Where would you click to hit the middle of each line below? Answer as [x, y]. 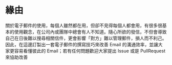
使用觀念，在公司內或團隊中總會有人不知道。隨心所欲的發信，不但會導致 [90, 31]
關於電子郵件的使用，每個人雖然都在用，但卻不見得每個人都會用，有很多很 [84, 25]
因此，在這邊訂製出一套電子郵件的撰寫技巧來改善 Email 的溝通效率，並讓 [82, 44]
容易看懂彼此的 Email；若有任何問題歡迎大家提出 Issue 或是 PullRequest [90, 51]
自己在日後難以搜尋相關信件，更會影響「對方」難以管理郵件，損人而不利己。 [86, 38]
